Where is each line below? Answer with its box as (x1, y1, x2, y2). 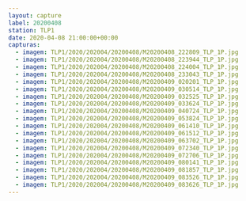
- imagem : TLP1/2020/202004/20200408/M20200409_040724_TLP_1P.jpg (15, 108, 239, 116)
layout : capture (8, 11, 62, 20)
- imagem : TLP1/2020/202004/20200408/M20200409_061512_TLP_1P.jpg (15, 129, 239, 137)
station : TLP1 (8, 26, 55, 34)
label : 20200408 (8, 19, 62, 27)
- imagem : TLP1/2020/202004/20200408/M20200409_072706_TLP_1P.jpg (15, 151, 239, 159)
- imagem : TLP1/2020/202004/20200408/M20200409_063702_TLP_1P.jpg (15, 136, 239, 145)
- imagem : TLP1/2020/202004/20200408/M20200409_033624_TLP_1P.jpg (15, 100, 239, 108)
